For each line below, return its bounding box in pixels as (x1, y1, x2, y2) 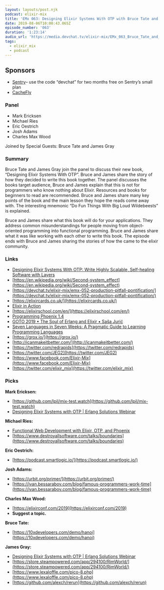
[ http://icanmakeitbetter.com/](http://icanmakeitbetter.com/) (12, 339, 133, 345)
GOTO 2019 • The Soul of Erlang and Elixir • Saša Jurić (12, 319, 123, 325)
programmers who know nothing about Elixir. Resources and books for (5, 187, 147, 193)
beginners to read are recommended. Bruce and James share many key (5, 192, 150, 198)
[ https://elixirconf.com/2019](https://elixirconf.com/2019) (12, 505, 127, 511)
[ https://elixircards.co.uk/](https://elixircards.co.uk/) (12, 298, 117, 304)
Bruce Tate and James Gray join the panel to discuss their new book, (5, 166, 143, 172)
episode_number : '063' (5, 25, 51, 30)
